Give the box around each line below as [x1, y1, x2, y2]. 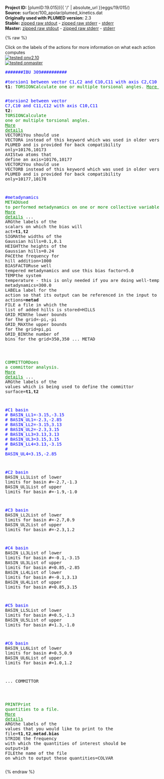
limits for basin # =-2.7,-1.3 [5, 479, 78, 485]
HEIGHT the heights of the [5, 243, 67, 249]
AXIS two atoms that [5, 152, 52, 157]
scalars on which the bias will [5, 224, 82, 229]
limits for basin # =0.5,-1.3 [5, 612, 75, 618]
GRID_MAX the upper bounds [5, 322, 67, 327]
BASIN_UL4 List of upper [5, 580, 62, 585]
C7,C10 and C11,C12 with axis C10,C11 [5, 103, 98, 108]
